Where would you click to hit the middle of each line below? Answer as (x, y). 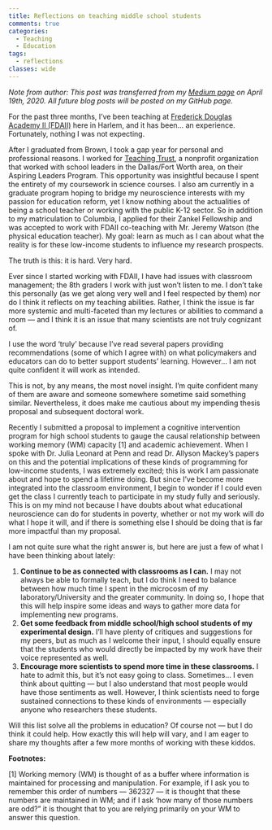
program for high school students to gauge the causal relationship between (134, 435)
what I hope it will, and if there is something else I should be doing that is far (136, 522)
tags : (17, 54)
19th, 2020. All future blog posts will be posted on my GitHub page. (121, 100)
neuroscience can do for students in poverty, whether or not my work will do (136, 513)
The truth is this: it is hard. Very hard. (70, 260)
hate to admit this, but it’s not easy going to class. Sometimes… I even (137, 675)
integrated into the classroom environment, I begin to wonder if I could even (135, 487)
